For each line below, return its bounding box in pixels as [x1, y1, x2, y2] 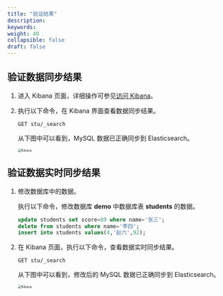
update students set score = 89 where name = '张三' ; [17, 216, 165, 223]
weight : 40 [7, 30, 40, 38]
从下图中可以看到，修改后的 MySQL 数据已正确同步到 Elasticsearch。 [17, 271, 220, 279]
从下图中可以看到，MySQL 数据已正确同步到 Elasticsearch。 [17, 134, 193, 142]
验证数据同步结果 [7, 72, 82, 84]
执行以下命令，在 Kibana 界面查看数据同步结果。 [17, 106, 160, 115]
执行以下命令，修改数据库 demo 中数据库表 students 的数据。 [17, 202, 200, 210]
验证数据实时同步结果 [7, 167, 101, 179]
